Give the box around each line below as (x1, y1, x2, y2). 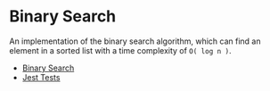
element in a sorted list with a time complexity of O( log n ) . (9, 45, 232, 55)
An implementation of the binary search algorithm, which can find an (9, 36, 261, 46)
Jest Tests (21, 71, 61, 82)
